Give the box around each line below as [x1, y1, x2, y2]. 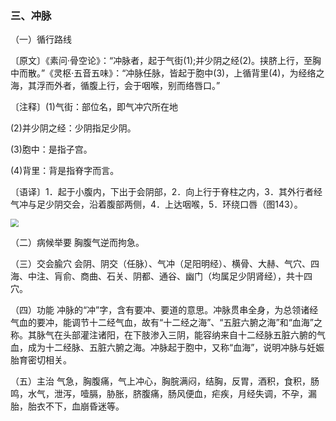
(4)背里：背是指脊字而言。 [10, 165, 120, 177]
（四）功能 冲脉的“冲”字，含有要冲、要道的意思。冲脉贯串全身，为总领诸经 [10, 304, 319, 316]
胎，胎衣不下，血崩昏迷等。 [10, 400, 125, 412]
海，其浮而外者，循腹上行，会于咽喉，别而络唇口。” [10, 80, 221, 92]
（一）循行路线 [10, 33, 72, 46]
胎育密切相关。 [10, 354, 72, 366]
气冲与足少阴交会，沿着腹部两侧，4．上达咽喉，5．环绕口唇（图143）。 [10, 198, 303, 211]
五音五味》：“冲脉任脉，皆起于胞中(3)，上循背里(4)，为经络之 [73, 67, 325, 79]
